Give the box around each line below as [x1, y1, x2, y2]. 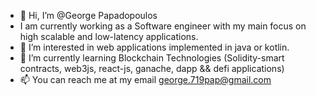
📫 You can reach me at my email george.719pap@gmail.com [19, 74, 272, 85]
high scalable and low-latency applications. [19, 31, 199, 42]
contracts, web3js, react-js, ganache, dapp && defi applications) [19, 63, 285, 74]
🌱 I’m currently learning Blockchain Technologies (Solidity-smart [19, 52, 285, 64]
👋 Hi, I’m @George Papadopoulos [19, 10, 158, 21]
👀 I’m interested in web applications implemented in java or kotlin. [19, 41, 290, 53]
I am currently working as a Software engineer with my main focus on [19, 20, 307, 32]
